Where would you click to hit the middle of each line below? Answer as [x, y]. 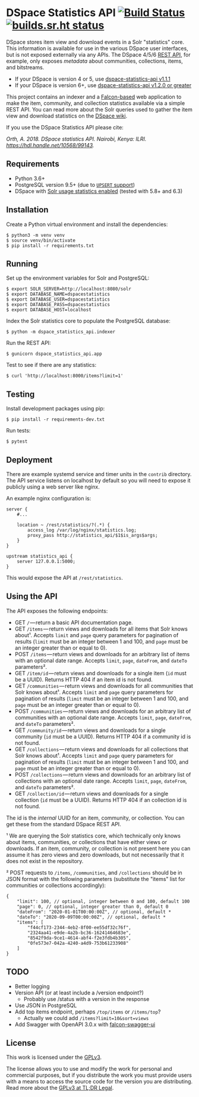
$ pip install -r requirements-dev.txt [56, 420]
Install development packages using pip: [56, 409]
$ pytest [17, 441]
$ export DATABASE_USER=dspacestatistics [58, 299]
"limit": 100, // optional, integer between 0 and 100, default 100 [103, 901]
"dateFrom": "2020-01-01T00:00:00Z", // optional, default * [94, 912]
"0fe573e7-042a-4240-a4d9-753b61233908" [78, 943]
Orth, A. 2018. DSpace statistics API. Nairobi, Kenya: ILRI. [76, 139]
